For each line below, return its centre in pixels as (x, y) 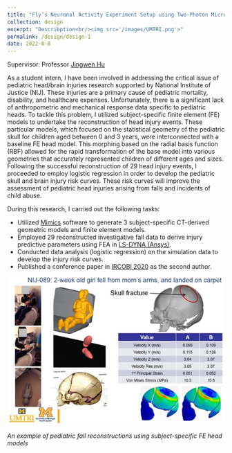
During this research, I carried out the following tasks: (84, 209)
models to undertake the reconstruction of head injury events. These (105, 122)
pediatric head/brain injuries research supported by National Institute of (109, 85)
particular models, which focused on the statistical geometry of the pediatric (116, 130)
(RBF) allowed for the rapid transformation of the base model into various (111, 152)
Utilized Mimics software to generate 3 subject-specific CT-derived (113, 222)
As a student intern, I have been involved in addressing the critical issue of (113, 78)
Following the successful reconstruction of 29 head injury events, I (102, 166)
